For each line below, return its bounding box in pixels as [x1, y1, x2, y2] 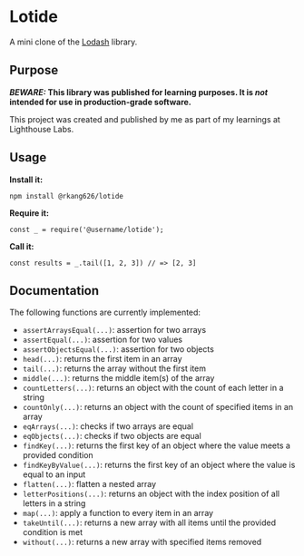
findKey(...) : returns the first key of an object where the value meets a [22, 440, 290, 451]
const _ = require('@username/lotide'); [9, 225, 165, 234]
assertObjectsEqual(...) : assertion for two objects [22, 344, 215, 355]
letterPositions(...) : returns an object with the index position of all [22, 488, 279, 500]
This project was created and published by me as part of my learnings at [9, 113, 281, 124]
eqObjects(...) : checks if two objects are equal [22, 431, 201, 442]
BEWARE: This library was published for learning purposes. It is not [9, 86, 269, 97]
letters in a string [22, 498, 86, 509]
